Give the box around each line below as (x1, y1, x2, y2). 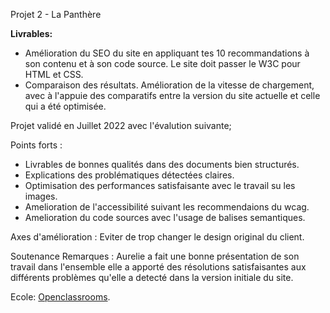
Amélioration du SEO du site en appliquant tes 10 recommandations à (24, 47, 310, 59)
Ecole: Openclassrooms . (10, 291, 111, 303)
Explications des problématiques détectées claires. (24, 169, 235, 181)
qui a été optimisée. (24, 100, 107, 112)
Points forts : (10, 139, 63, 151)
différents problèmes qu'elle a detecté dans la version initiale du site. (10, 272, 294, 283)
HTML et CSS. (24, 69, 84, 80)
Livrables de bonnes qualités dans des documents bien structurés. (24, 159, 300, 170)
